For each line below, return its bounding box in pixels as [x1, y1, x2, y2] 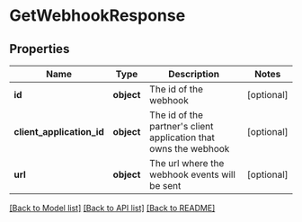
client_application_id [13, 126, 105, 138]
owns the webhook [149, 143, 230, 155]
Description [168, 68, 220, 80]
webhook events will [149, 168, 236, 181]
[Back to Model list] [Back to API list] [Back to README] [9, 203, 216, 213]
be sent [149, 180, 182, 191]
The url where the [149, 157, 225, 169]
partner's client [149, 120, 214, 132]
